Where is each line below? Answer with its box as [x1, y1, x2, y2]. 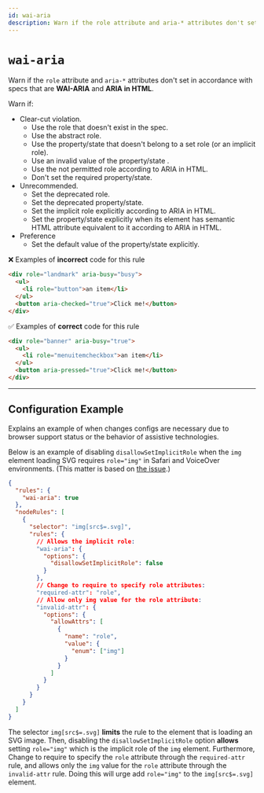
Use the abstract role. [31, 131, 102, 141]
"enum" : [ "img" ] [71, 647, 125, 655]
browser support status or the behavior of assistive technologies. [8, 431, 219, 441]
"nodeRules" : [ [15, 508, 65, 516]
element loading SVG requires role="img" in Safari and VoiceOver [8, 455, 220, 464]
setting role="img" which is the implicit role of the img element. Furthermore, [8, 743, 255, 753]
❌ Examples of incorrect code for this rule [8, 255, 145, 264]
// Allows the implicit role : [36, 538, 135, 545]
